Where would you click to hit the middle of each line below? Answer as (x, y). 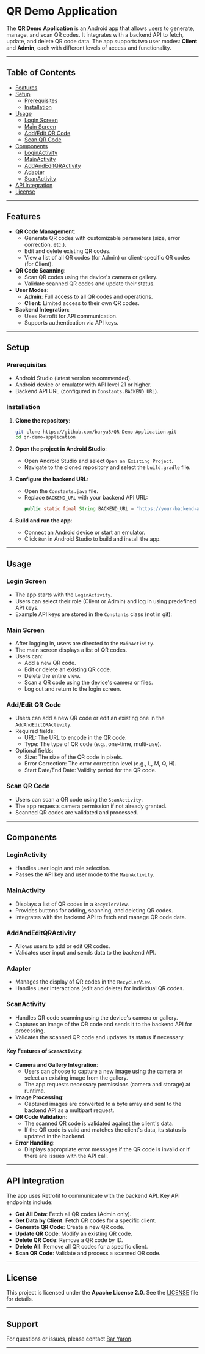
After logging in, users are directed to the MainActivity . (85, 644)
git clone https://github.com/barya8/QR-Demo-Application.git (96, 432)
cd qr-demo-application (45, 437)
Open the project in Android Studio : (61, 449)
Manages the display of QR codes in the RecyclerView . (83, 982)
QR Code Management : (45, 231)
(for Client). (39, 264)
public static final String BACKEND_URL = (79, 509)
